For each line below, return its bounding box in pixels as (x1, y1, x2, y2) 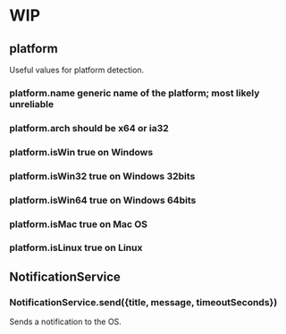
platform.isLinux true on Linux (9, 242, 143, 255)
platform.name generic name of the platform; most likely (9, 87, 260, 99)
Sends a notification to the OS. (9, 316, 122, 327)
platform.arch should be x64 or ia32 (9, 121, 170, 134)
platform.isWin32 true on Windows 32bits (9, 170, 196, 182)
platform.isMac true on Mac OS (9, 218, 148, 230)
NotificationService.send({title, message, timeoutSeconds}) (9, 296, 278, 308)
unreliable (9, 97, 55, 110)
